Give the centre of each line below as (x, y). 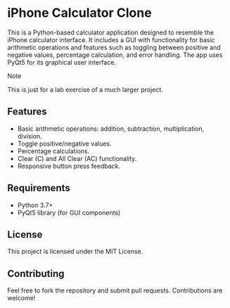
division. (30, 136)
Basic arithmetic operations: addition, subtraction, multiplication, (111, 129)
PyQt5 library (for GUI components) (69, 212)
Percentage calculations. (53, 151)
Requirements (39, 188)
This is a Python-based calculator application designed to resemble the (111, 32)
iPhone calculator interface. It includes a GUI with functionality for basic (111, 39)
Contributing (36, 273)
